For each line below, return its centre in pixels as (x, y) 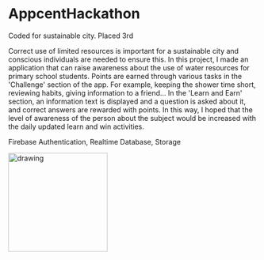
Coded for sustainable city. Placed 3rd (71, 36)
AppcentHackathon (74, 14)
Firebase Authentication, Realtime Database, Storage (94, 141)
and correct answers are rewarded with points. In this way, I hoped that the (131, 109)
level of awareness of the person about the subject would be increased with (132, 118)
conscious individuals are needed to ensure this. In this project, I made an (128, 59)
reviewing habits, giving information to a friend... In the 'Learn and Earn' (126, 92)
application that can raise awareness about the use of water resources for (129, 67)
